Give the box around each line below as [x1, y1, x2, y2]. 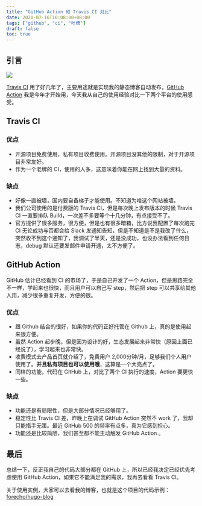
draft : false [6, 25, 39, 32]
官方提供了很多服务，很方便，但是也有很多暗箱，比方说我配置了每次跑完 [14, 219, 195, 226]
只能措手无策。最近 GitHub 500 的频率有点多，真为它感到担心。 [14, 422, 174, 429]
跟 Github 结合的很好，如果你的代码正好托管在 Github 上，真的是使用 [14, 323, 186, 330]
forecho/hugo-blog [6, 493, 54, 501]
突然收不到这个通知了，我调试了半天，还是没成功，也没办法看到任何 [14, 234, 185, 242]
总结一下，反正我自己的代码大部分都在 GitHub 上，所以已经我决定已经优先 [6, 466, 191, 473]
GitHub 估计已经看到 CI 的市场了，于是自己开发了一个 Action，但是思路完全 [6, 276, 194, 284]
